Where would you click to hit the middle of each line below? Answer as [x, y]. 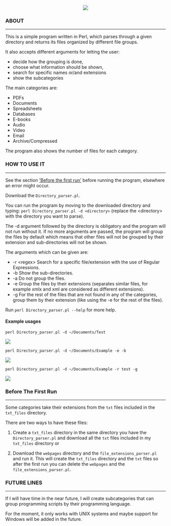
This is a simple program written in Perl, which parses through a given [78, 37]
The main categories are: [32, 88]
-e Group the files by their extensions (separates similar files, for [80, 283]
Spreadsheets [27, 109]
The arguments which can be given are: [47, 252]
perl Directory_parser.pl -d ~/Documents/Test [55, 332]
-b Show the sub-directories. [43, 273]
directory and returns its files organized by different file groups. [72, 42]
